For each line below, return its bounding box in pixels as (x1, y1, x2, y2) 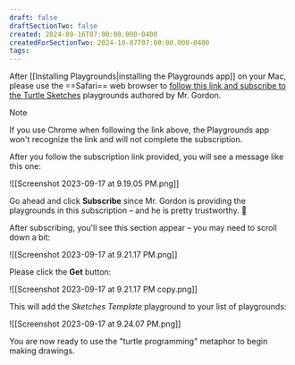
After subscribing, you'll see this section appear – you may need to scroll (9, 223, 277, 233)
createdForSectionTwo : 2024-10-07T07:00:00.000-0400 (9, 38, 210, 47)
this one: (9, 161, 42, 172)
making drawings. (9, 345, 75, 356)
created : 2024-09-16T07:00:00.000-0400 (9, 30, 158, 38)
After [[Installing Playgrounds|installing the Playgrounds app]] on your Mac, (9, 71, 287, 81)
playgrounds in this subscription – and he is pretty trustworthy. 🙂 (9, 205, 248, 216)
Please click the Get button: (9, 267, 112, 277)
